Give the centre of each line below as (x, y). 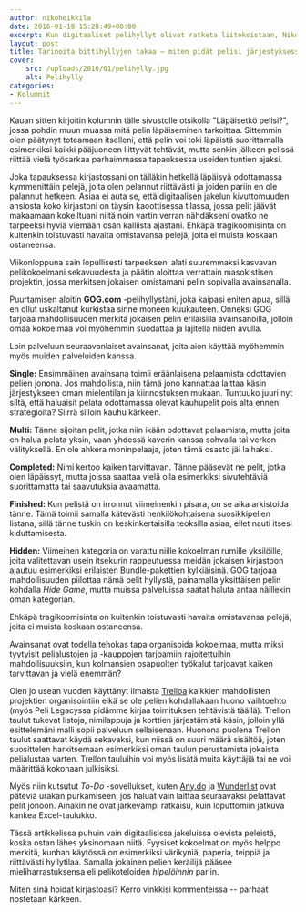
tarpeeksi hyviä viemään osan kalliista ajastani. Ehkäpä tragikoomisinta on (148, 225)
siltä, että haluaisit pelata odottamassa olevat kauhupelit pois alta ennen (144, 402)
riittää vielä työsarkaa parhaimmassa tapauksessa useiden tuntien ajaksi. (146, 159)
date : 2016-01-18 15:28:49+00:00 (73, 26)
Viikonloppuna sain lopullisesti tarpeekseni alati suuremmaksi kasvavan (143, 262)
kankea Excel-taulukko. (53, 815)
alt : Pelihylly (55, 78)
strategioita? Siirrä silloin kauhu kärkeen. (86, 412)
